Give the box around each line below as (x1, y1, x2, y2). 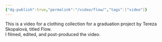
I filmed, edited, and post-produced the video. (5, 31, 101, 37)
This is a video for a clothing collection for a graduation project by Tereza (5, 21, 157, 27)
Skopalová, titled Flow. (5, 26, 52, 32)
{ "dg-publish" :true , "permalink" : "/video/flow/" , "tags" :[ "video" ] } (5, 7, 147, 12)
